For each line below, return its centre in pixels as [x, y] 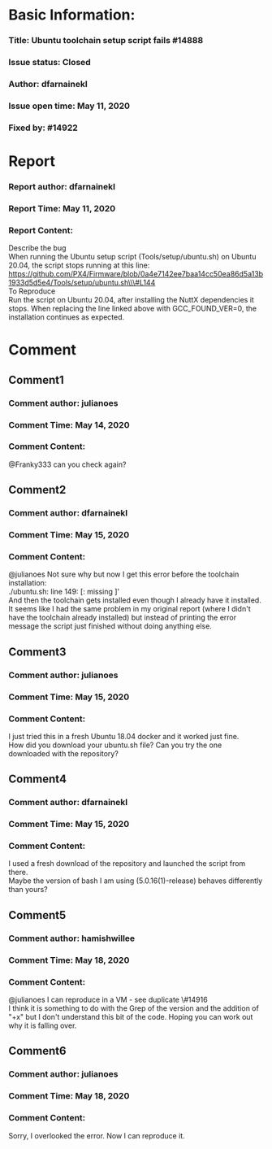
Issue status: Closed [50, 63]
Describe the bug [37, 248]
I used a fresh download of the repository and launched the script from [127, 864]
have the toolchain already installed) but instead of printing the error [123, 618]
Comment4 [38, 779]
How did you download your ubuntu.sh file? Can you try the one [115, 745]
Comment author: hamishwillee [72, 938]
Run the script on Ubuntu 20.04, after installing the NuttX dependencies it [131, 300]
